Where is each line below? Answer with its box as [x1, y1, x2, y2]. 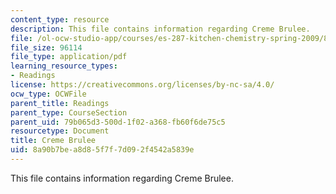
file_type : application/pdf [10, 52, 128, 62]
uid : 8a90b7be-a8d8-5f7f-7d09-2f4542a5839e [10, 145, 195, 155]
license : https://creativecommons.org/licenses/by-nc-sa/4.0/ [10, 80, 275, 90]
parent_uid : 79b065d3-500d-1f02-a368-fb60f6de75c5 [10, 117, 226, 127]
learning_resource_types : [10, 61, 118, 71]
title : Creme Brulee [10, 136, 97, 146]
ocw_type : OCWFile [10, 89, 87, 99]
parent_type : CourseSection [10, 107, 128, 118]
